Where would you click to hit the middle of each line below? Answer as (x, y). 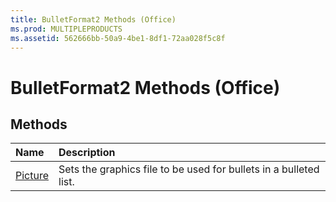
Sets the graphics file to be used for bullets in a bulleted (189, 169)
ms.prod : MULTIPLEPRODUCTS (66, 29)
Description (87, 153)
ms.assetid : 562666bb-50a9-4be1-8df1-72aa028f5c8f (118, 38)
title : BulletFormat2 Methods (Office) (93, 19)
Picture (32, 176)
